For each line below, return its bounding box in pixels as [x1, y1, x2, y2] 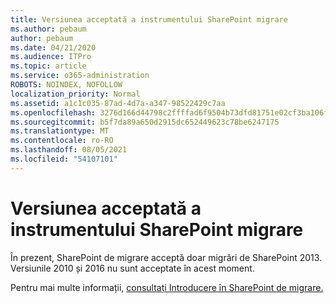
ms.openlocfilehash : [10, 107, 97, 118]
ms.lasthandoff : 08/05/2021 [10, 145, 128, 155]
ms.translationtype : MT [10, 126, 110, 136]
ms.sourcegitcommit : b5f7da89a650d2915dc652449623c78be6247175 [10, 117, 280, 127]
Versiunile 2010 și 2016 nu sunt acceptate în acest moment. [10, 262, 255, 274]
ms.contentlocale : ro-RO [10, 136, 114, 146]
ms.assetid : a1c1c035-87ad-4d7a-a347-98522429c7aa [10, 98, 226, 108]
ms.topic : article [10, 61, 87, 71]
